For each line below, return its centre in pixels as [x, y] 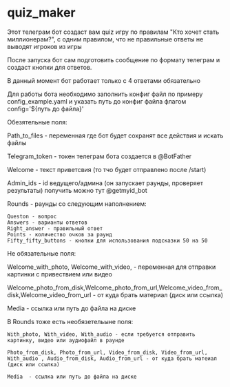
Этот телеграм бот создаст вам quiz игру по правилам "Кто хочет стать [113, 32]
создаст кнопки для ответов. [50, 67]
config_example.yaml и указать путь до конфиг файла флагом [97, 101]
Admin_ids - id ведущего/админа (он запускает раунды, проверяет [105, 183]
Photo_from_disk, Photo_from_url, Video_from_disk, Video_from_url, [107, 352]
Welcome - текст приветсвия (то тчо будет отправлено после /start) [107, 169]
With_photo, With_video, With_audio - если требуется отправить [101, 334]
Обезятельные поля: [37, 122]
